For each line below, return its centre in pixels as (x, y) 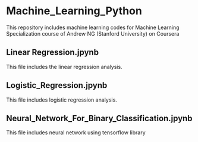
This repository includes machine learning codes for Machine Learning (93, 27)
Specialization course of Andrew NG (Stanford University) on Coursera (93, 33)
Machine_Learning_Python (74, 11)
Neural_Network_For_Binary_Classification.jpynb (99, 118)
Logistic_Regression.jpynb (57, 85)
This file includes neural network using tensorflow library (76, 132)
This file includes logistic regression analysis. (62, 100)
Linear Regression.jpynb (53, 53)
